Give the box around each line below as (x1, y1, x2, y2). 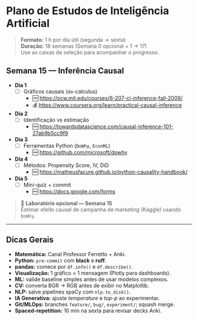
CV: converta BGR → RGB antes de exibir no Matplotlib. (14, 282, 149, 289)
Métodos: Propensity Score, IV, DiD (23, 161, 109, 169)
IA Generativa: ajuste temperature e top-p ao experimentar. (14, 294, 160, 302)
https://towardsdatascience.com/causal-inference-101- (39, 123, 174, 130)
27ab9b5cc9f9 (32, 129, 68, 136)
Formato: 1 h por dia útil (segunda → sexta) (20, 36, 126, 43)
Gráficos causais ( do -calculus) (23, 87, 98, 95)
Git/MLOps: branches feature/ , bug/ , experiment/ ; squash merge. (14, 301, 175, 308)
